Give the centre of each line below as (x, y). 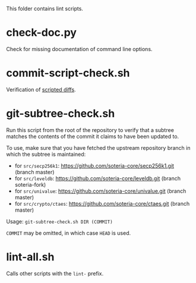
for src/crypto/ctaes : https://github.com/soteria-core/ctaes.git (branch (102, 203)
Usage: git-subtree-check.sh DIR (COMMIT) (59, 221)
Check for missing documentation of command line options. (79, 49)
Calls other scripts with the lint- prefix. (55, 273)
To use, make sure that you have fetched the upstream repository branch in (98, 147)
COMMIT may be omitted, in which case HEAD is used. (69, 233)
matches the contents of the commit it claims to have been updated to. (93, 136)
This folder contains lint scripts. (45, 9)
